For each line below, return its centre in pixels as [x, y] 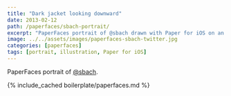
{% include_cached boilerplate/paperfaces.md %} [78, 85]
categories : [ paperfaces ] [44, 46]
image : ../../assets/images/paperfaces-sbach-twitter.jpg [92, 39]
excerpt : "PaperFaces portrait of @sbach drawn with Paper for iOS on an [116, 33]
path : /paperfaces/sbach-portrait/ [58, 26]
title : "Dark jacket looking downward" [65, 13]
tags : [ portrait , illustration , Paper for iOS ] [77, 52]
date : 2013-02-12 [32, 20]
